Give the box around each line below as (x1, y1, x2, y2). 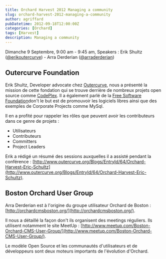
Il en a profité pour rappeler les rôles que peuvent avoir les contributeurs (5, 113, 155, 119)
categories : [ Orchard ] (5, 26, 52, 31)
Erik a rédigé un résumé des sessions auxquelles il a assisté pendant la (5, 153, 151, 159)
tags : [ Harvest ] (5, 30, 39, 35)
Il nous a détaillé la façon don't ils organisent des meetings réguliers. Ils (5, 217, 152, 223)
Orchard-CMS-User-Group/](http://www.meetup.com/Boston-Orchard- (5, 228, 152, 234)
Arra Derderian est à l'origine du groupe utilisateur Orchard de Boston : (5, 202, 151, 208)
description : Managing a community (5, 35, 79, 40)
